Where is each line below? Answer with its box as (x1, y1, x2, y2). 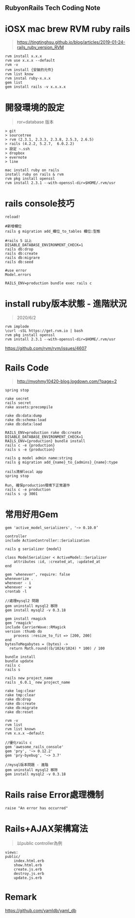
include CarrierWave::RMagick (5, 625, 66, 630)
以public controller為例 (16, 840, 62, 846)
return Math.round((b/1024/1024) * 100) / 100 (9, 646, 105, 651)
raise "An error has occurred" (5, 805, 68, 810)
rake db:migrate (5, 706, 38, 710)
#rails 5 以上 (5, 239, 32, 243)
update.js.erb (14, 875, 42, 880)
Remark (5, 892, 37, 902)
